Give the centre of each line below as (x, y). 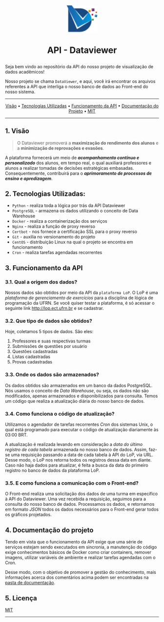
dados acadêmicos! (25, 72)
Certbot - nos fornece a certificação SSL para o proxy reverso (75, 232)
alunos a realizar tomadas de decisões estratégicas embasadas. (70, 168)
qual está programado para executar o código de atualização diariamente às (82, 430)
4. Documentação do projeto (49, 530)
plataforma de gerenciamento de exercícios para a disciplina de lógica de (79, 298)
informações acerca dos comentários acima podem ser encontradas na (77, 577)
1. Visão (17, 131)
